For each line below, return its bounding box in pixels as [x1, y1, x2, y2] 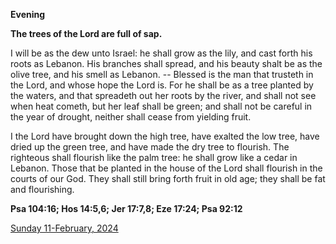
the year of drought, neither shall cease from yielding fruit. [10, 111, 252, 123]
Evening [10, 9, 46, 20]
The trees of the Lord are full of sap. [10, 28, 163, 39]
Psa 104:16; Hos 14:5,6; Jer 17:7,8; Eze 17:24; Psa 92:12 [10, 203, 243, 214]
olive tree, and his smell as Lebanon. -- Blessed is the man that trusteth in [10, 69, 314, 80]
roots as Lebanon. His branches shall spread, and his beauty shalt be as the [10, 58, 323, 69]
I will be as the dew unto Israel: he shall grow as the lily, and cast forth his [10, 47, 313, 59]
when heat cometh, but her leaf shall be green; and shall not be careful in [10, 100, 313, 112]
